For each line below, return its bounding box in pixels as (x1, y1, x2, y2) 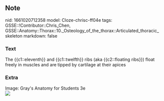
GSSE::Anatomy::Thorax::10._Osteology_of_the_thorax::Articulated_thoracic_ (5, 27, 159, 34)
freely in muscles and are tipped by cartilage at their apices (5, 62, 126, 68)
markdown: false (23, 33, 58, 39)
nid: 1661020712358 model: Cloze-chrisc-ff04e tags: (5, 17, 113, 23)
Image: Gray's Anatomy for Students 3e (5, 85, 85, 91)
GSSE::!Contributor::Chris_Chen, (5, 22, 71, 28)
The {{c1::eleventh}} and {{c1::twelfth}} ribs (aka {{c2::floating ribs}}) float (5, 56, 155, 62)
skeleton (5, 33, 23, 39)
